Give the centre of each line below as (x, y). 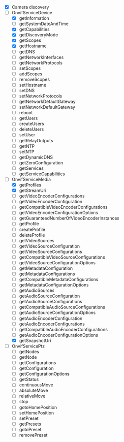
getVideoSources (37, 240)
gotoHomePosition (38, 407)
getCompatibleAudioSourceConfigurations (62, 307)
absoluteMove (33, 390)
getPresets (30, 424)
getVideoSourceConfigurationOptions (57, 262)
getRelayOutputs (36, 140)
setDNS (27, 90)
